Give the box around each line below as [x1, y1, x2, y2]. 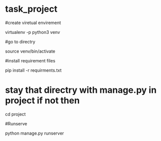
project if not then [5, 95, 80, 106]
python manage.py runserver [5, 130, 64, 136]
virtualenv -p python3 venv [5, 29, 61, 35]
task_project [5, 3, 58, 15]
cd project [5, 111, 26, 117]
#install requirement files [5, 57, 56, 63]
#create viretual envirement [5, 20, 62, 26]
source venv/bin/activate [5, 48, 56, 54]
